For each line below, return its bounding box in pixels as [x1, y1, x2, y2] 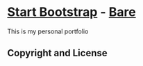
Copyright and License [7, 47, 108, 59]
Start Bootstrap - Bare [7, 4, 137, 20]
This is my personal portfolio [7, 27, 89, 35]
